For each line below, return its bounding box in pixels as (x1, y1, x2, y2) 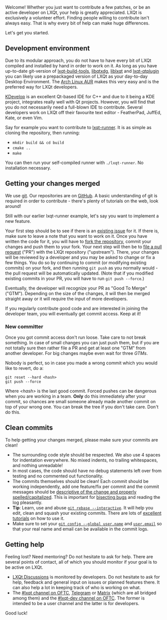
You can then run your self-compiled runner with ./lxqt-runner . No (5, 159, 144, 165)
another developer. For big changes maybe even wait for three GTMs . (5, 350, 148, 356)
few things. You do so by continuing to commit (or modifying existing (5, 259, 147, 266)
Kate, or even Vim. (5, 115, 43, 121)
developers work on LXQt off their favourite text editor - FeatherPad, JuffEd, (5, 109, 162, 115)
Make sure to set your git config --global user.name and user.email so (12, 520, 162, 526)
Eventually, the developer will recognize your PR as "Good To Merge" (5, 285, 148, 291)
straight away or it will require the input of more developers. (5, 296, 128, 302)
